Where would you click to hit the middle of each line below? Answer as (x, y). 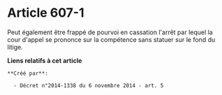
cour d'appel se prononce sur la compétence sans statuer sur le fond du (111, 39)
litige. (15, 47)
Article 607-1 (46, 13)
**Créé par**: (28, 73)
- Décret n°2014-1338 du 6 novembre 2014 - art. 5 (89, 85)
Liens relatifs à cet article (45, 60)
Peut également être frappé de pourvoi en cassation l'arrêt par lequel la (110, 32)
